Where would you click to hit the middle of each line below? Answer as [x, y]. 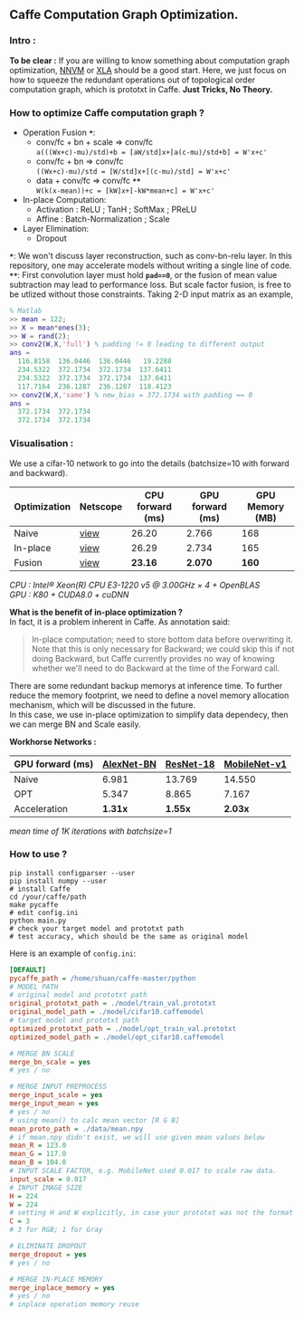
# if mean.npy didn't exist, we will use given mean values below [137, 1137]
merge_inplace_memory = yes [62, 1288]
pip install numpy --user [58, 881]
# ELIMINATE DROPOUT [48, 1246]
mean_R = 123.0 [38, 1146]
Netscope [101, 506]
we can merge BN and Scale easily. [76, 724]
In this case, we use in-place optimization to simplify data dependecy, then [149, 714]
